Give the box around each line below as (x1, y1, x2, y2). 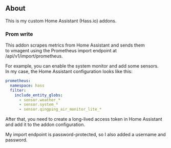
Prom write (5, 30, 33, 37)
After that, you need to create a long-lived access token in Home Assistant (5, 116, 162, 122)
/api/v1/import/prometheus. (5, 53, 63, 59)
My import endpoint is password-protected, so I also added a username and (5, 132, 166, 138)
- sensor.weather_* (18, 97, 60, 102)
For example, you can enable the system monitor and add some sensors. (5, 63, 159, 69)
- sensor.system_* (18, 102, 58, 107)
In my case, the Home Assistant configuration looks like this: (5, 69, 133, 75)
